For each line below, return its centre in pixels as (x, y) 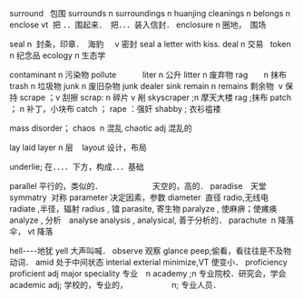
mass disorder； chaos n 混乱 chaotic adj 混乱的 (101, 128)
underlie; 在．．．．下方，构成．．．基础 (77, 167)
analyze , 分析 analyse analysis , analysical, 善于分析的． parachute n (143, 220)
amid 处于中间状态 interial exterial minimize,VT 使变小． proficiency (161, 262)
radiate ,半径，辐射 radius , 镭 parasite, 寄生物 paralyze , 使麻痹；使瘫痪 (143, 209)
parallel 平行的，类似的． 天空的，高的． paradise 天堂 (138, 186)
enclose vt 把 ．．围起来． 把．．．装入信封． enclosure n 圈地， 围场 (138, 25)
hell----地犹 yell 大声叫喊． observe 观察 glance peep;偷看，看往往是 (138, 251)
